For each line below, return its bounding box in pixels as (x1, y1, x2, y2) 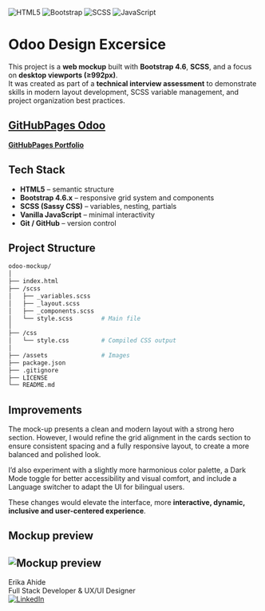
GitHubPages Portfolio (8, 140, 85, 149)
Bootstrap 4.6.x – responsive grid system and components (19, 192, 215, 203)
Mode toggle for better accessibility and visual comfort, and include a (8, 474, 237, 483)
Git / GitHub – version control (19, 218, 117, 227)
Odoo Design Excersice (8, 36, 166, 53)
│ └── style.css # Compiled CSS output (8, 337, 177, 345)
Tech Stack (8, 164, 65, 177)
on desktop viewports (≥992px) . (8, 70, 118, 80)
